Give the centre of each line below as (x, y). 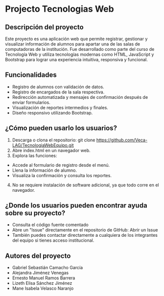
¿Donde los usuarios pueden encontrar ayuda (76, 206)
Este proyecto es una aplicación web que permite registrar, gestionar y (76, 39)
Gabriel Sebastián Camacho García (47, 268)
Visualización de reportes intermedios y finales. (60, 107)
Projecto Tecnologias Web (59, 9)
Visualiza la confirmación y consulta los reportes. (62, 175)
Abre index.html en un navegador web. (51, 150)
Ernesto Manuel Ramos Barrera (44, 278)
